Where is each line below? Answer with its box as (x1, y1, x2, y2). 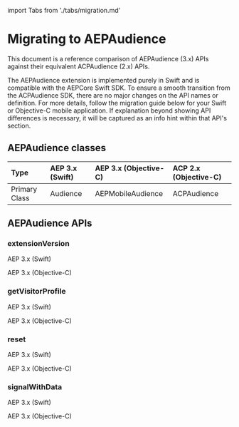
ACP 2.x (172, 163, 201, 173)
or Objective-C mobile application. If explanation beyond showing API (7, 106, 211, 115)
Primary (11, 184, 38, 194)
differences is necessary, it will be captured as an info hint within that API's (7, 113, 228, 122)
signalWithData (7, 381, 63, 391)
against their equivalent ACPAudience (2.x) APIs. (7, 62, 150, 71)
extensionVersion (7, 239, 70, 249)
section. (7, 121, 31, 130)
